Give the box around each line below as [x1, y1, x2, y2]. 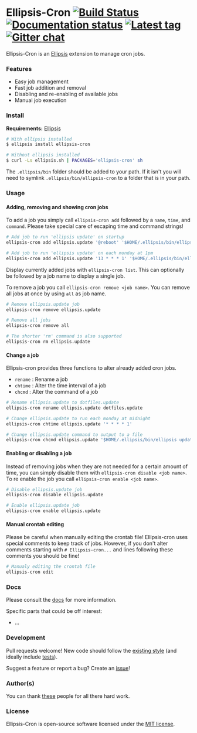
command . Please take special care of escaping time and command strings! [6, 223, 184, 230]
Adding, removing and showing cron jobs [6, 203, 108, 210]
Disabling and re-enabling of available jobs [14, 91, 118, 98]
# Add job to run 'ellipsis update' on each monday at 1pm [6, 250, 154, 256]
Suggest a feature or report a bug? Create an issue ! [6, 664, 131, 671]
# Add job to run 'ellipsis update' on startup [6, 234, 125, 240]
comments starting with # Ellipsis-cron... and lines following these [6, 546, 174, 553]
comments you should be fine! [6, 553, 80, 560]
